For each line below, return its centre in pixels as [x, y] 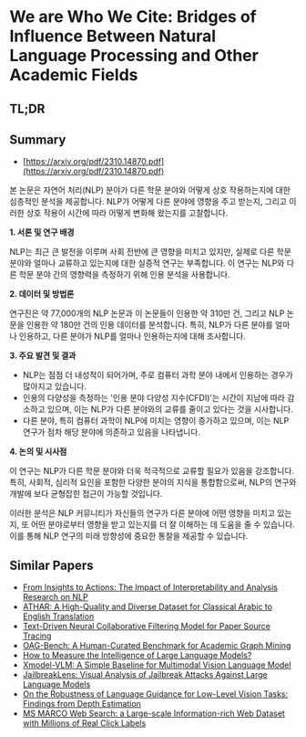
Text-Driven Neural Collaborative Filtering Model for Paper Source [147, 626]
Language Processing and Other [134, 56]
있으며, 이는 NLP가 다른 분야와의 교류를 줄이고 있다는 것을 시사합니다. [170, 409]
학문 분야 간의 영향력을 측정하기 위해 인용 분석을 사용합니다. [124, 275]
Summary [38, 139]
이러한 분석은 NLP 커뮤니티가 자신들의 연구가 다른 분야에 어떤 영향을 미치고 [143, 513]
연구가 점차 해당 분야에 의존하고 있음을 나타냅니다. [111, 432]
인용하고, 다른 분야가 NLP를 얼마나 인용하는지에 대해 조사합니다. [132, 336]
